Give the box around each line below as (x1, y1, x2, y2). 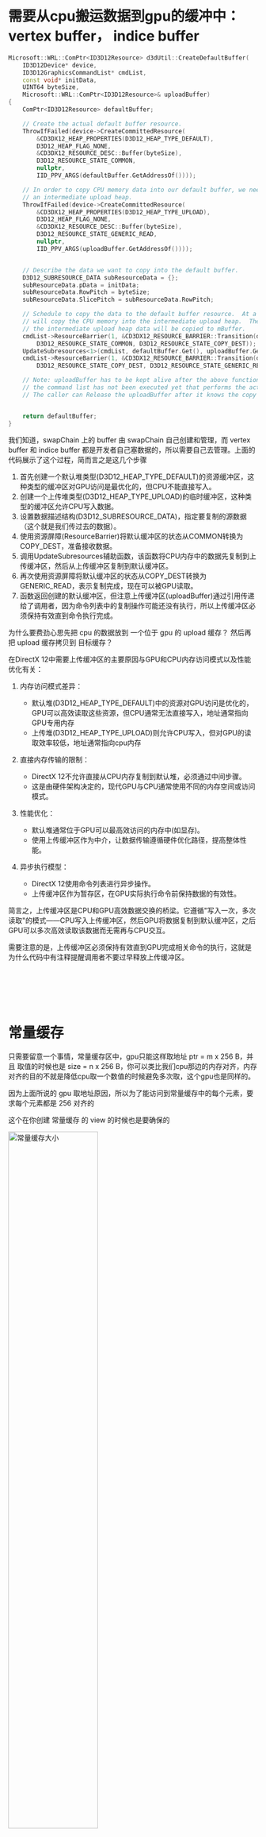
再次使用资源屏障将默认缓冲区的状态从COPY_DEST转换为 (19, 571, 207, 581)
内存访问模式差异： (19, 681, 83, 691)
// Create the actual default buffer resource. (22, 120, 182, 128)
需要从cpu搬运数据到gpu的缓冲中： (8, 7, 241, 25)
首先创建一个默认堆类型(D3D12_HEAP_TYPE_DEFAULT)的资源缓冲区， (19, 472, 248, 481)
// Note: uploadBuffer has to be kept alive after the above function (22, 376, 260, 384)
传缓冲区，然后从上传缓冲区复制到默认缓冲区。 (19, 561, 173, 570)
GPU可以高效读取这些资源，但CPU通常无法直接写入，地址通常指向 (31, 708, 249, 717)
